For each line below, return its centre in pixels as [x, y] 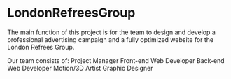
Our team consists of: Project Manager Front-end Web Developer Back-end [116, 60]
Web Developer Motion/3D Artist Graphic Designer [80, 68]
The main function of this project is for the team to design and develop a [111, 32]
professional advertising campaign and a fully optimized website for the [111, 39]
